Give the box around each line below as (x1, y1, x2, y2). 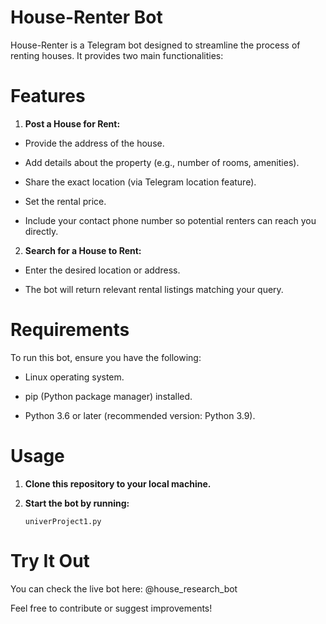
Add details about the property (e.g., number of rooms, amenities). (24, 156, 300, 168)
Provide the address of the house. (24, 137, 165, 149)
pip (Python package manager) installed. (24, 390, 193, 402)
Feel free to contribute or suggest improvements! (10, 602, 213, 614)
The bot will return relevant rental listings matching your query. (24, 283, 284, 295)
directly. (24, 225, 59, 237)
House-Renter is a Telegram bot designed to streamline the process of (10, 39, 301, 51)
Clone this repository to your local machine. (24, 477, 212, 490)
